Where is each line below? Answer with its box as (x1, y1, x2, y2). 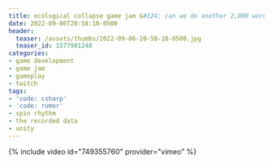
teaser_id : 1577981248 (15, 42, 93, 50)
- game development (8, 57, 75, 65)
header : (8, 27, 35, 35)
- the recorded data (8, 117, 79, 125)
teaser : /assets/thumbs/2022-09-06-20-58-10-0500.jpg (15, 34, 201, 43)
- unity (8, 124, 35, 132)
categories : (8, 49, 49, 57)
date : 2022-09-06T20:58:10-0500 (8, 19, 118, 27)
